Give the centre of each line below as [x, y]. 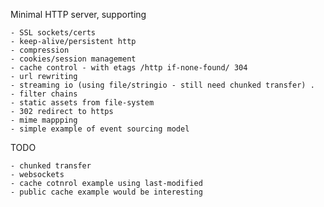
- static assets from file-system [82, 103]
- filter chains [44, 94]
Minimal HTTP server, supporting [78, 14]
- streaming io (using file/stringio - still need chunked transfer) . [162, 85]
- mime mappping [44, 120]
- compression [40, 50]
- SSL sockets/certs [53, 33]
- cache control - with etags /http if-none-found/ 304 [129, 68]
